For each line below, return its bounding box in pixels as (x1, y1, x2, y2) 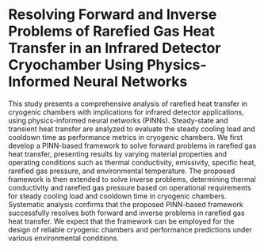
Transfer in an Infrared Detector (8, 40, 221, 57)
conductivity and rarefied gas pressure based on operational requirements (8, 183, 251, 192)
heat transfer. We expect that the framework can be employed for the (8, 216, 235, 226)
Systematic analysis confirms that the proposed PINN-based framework (8, 199, 243, 209)
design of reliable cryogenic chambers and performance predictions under (8, 224, 252, 234)
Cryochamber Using (8, 56, 144, 74)
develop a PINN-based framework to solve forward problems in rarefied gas (8, 141, 257, 150)
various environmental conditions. (8, 233, 119, 243)
